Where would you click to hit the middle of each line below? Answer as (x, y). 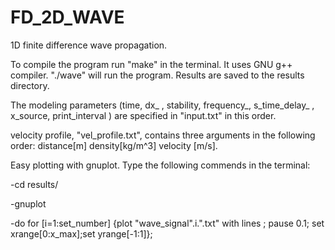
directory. (30, 85)
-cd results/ (34, 184)
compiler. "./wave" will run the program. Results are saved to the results (157, 75)
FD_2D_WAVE (67, 17)
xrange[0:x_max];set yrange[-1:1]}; (81, 233)
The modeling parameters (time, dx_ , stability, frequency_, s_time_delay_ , (162, 105)
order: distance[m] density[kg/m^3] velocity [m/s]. (114, 145)
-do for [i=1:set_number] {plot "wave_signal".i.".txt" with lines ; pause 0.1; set (167, 223)
